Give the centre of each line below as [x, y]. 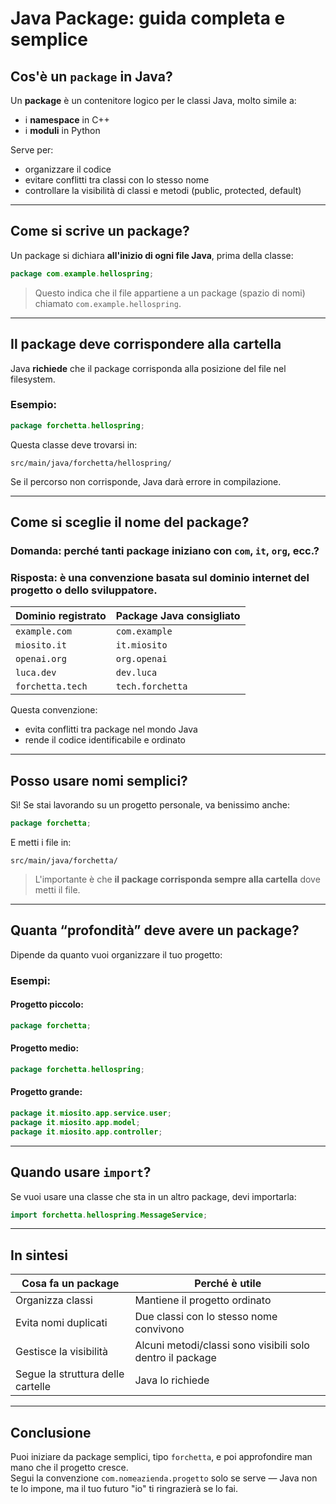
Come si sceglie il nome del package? [130, 522]
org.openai [141, 659]
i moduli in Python [62, 130]
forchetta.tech [51, 686]
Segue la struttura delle [70, 1374]
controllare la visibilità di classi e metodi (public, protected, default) [163, 190]
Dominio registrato [61, 616]
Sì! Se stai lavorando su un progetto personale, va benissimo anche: [150, 805]
